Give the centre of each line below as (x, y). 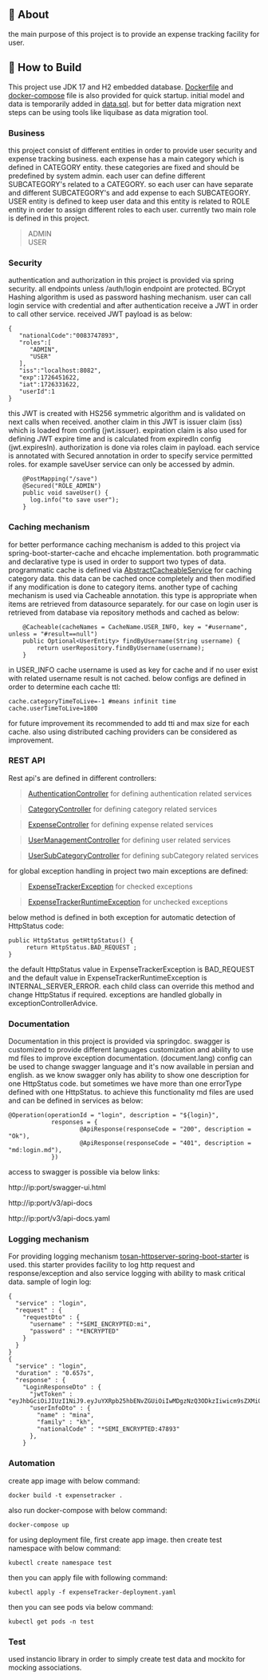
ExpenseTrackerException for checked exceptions (110, 886)
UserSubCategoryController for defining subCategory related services (143, 855)
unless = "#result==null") (53, 634)
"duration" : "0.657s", (55, 1373)
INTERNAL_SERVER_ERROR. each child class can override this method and (131, 986)
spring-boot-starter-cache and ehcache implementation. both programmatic (134, 553)
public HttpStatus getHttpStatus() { (71, 940)
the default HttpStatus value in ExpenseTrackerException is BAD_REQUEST (132, 969)
